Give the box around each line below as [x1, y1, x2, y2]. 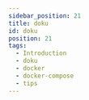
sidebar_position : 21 [8, 11, 82, 20]
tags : [8, 42, 27, 50]
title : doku [8, 19, 49, 27]
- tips [15, 79, 38, 87]
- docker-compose [15, 72, 74, 80]
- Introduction [15, 49, 67, 57]
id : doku [8, 27, 38, 35]
